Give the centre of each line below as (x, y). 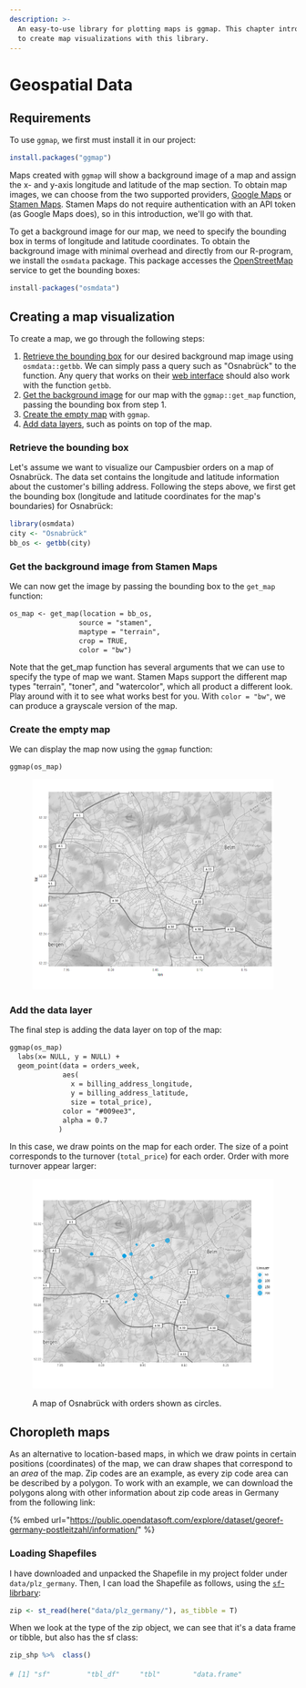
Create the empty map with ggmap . (86, 414)
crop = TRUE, (103, 641)
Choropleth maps (60, 1432)
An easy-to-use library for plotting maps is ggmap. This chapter (146, 29)
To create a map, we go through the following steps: (107, 338)
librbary (24, 1592)
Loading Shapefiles (53, 1553)
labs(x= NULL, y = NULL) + (69, 1057)
